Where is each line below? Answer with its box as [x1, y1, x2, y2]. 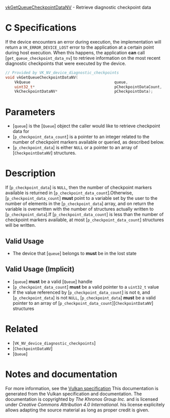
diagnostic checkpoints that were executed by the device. [5, 60, 126, 66]
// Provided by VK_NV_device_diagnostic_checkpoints [5, 70, 119, 75]
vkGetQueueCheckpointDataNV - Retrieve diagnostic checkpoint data [5, 5, 151, 10]
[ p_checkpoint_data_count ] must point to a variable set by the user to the [5, 195, 158, 201]
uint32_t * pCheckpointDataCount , [14, 84, 162, 89]
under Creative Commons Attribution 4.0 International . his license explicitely [5, 401, 165, 407]
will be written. [5, 222, 36, 228]
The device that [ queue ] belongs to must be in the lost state [12, 251, 137, 256]
